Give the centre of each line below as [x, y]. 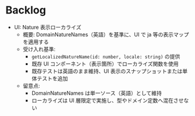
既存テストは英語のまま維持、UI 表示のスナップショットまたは [107, 71]
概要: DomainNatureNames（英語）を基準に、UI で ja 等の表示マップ [106, 34]
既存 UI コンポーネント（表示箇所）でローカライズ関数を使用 [105, 64]
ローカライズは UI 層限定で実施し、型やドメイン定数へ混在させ [108, 100]
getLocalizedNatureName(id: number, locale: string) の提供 [106, 56]
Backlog [26, 10]
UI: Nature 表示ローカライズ [48, 27]
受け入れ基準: [39, 49]
